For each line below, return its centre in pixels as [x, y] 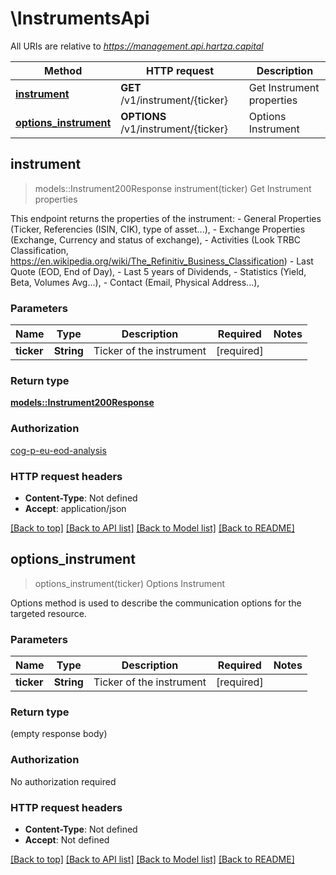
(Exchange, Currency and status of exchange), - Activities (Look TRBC [156, 239]
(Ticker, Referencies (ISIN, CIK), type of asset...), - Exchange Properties [158, 229]
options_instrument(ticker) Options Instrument [130, 583]
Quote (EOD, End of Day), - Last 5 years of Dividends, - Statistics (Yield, [158, 271]
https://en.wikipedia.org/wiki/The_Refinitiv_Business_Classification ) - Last [162, 261]
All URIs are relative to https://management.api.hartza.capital [137, 46]
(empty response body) [59, 734]
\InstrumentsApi [80, 18]
